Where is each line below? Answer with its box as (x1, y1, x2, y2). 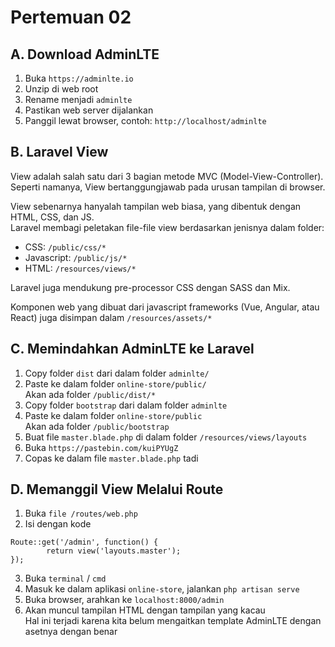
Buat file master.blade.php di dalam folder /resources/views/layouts (24, 431, 308, 443)
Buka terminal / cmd (24, 572, 107, 585)
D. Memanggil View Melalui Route (10, 481, 224, 498)
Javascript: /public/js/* (24, 251, 128, 263)
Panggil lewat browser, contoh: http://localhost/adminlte (24, 115, 267, 126)
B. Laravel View (10, 144, 109, 161)
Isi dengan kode (24, 518, 92, 530)
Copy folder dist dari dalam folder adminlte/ (24, 367, 210, 379)
